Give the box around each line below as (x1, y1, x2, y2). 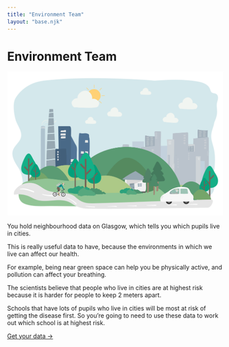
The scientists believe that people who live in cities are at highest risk (7, 283, 204, 292)
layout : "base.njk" (7, 18, 63, 25)
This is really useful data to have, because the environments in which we (7, 242, 213, 250)
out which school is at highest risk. (7, 318, 105, 326)
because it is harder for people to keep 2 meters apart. (7, 291, 162, 299)
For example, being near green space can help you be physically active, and (7, 263, 223, 271)
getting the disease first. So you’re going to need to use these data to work (7, 311, 219, 320)
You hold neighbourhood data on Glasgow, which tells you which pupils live (7, 222, 220, 230)
